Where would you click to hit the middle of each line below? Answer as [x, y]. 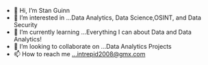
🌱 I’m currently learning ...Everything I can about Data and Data [102, 32]
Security [25, 25]
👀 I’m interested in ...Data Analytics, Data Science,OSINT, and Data [107, 18]
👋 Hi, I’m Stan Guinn [42, 10]
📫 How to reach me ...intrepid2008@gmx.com [79, 54]
